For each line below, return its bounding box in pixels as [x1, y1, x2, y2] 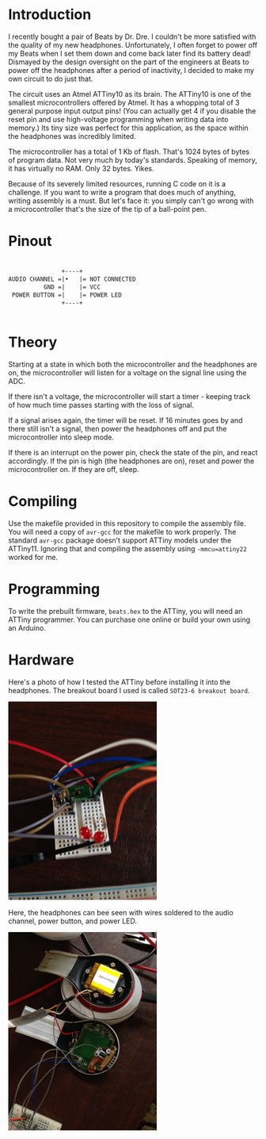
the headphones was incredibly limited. [8, 131, 136, 140]
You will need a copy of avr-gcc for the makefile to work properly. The [8, 527, 237, 536]
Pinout [8, 232, 53, 251]
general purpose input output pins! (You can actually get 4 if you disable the [8, 105, 256, 116]
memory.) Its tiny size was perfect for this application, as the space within [8, 123, 249, 132]
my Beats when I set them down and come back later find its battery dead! [8, 48, 251, 58]
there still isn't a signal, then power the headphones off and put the [8, 424, 227, 433]
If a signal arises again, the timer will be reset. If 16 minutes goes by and [8, 415, 243, 425]
